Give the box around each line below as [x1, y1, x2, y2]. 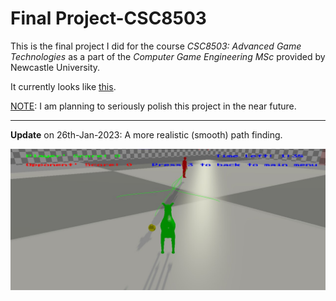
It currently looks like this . [10, 80, 117, 92]
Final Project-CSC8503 [10, 7, 207, 30]
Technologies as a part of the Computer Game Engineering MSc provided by [10, 50, 326, 62]
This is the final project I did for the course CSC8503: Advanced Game [10, 40, 302, 52]
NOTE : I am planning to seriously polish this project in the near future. [10, 100, 297, 112]
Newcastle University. [10, 61, 101, 73]
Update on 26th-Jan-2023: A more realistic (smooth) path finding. [10, 128, 283, 141]
